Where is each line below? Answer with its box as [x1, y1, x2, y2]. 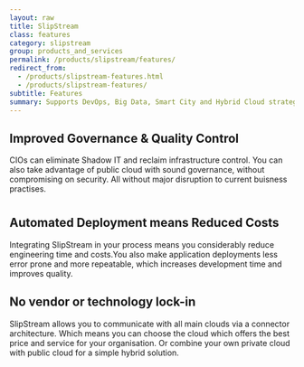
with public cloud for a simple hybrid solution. [9, 347, 179, 358]
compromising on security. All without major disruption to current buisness [9, 174, 288, 185]
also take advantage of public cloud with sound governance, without [9, 165, 265, 175]
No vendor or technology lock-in [9, 295, 196, 310]
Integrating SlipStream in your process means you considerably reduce [9, 239, 274, 249]
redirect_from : [9, 64, 67, 73]
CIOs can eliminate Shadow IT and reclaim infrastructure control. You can [9, 155, 283, 165]
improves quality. [9, 268, 74, 278]
